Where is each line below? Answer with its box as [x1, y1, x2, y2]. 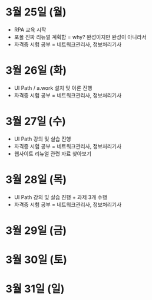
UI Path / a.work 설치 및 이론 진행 [14, 84, 92, 92]
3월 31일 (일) [5, 282, 65, 296]
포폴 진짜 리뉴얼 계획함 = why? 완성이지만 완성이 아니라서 [14, 33, 147, 40]
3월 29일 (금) [5, 224, 67, 237]
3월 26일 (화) [5, 64, 67, 77]
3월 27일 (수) [5, 115, 66, 128]
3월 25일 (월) [5, 5, 67, 19]
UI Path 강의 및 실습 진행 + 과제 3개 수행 [14, 193, 107, 201]
